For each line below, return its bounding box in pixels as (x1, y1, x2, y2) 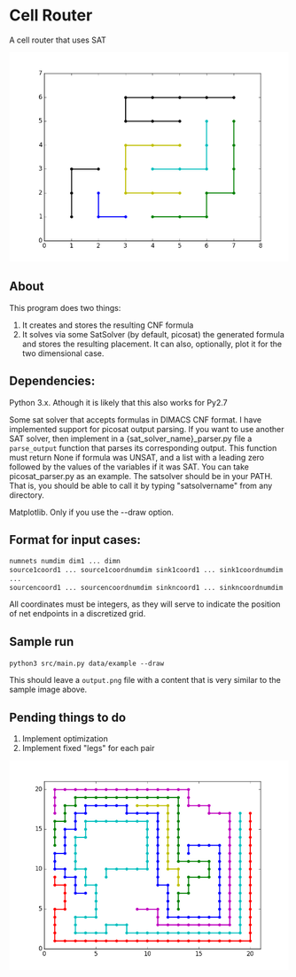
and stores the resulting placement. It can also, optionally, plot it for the (21, 338, 283, 349)
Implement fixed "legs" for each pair (21, 743, 155, 753)
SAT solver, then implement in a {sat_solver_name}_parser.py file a (9, 433, 253, 444)
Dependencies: (9, 374, 96, 389)
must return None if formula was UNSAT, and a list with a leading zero (9, 452, 265, 462)
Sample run (9, 634, 74, 649)
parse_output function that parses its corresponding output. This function (9, 442, 277, 453)
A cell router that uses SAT (9, 35, 106, 45)
